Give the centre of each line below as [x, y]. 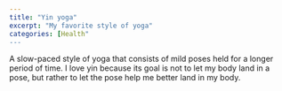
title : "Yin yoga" [43, 17]
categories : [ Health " [49, 34]
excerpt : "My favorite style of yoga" [81, 26]
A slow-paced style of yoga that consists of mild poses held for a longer [141, 59]
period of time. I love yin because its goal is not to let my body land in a [140, 68]
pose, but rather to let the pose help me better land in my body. [125, 78]
